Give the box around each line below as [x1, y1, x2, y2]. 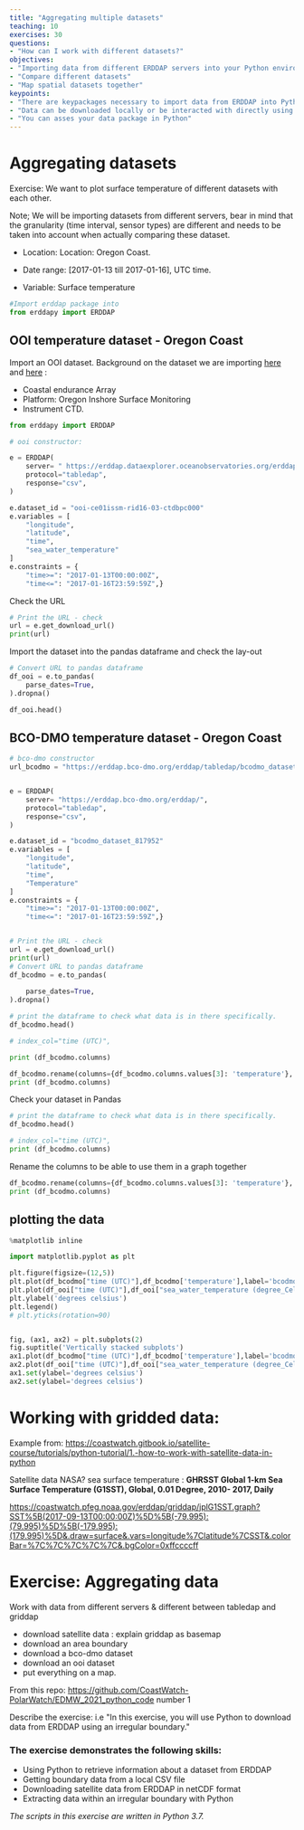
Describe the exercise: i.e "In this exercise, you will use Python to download [9, 1711, 291, 1722]
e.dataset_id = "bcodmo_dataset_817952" [9, 837, 165, 846]
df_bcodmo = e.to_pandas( [9, 970, 107, 980]
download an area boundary [22, 1638, 128, 1649]
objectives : [9, 55, 54, 64]
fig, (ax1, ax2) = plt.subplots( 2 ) [9, 1335, 144, 1344]
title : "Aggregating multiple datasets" [9, 13, 165, 23]
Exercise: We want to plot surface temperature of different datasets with [9, 183, 279, 194]
